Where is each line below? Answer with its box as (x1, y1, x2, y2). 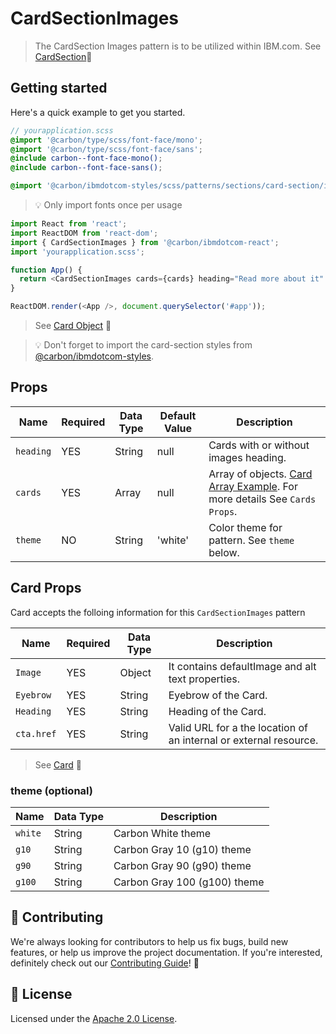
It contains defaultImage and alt (168, 659, 317, 673)
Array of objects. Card (208, 467, 313, 481)
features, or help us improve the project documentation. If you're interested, (10, 946, 323, 958)
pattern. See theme (208, 533, 295, 547)
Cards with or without (208, 438, 310, 452)
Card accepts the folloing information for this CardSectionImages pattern (10, 606, 306, 618)
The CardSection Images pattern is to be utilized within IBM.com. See (34, 40, 322, 52)
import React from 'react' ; (10, 219, 128, 229)
